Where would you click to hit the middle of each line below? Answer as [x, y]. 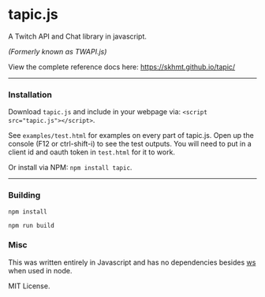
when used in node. [40, 270]
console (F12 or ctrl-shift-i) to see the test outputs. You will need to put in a [130, 144]
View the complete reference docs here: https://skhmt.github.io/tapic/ [122, 67]
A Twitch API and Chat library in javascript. [78, 36]
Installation [30, 95]
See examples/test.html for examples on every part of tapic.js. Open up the [131, 136]
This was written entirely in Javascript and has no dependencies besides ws [132, 262]
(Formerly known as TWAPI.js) [58, 51]
